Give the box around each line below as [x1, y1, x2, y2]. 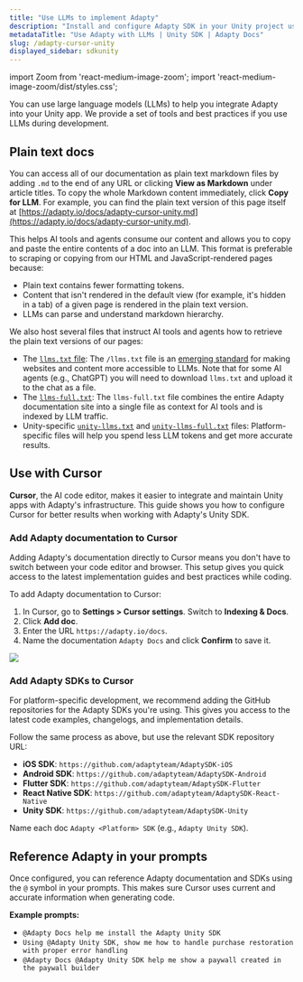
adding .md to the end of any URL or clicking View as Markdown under [9, 177, 273, 188]
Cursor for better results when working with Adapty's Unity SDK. [9, 509, 250, 519]
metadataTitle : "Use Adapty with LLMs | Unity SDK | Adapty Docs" [9, 30, 264, 39]
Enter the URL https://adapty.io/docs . [22, 625, 169, 637]
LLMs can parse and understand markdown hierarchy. [22, 308, 224, 319]
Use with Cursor [9, 466, 103, 482]
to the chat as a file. [22, 381, 96, 393]
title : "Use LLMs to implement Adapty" [9, 13, 160, 23]
